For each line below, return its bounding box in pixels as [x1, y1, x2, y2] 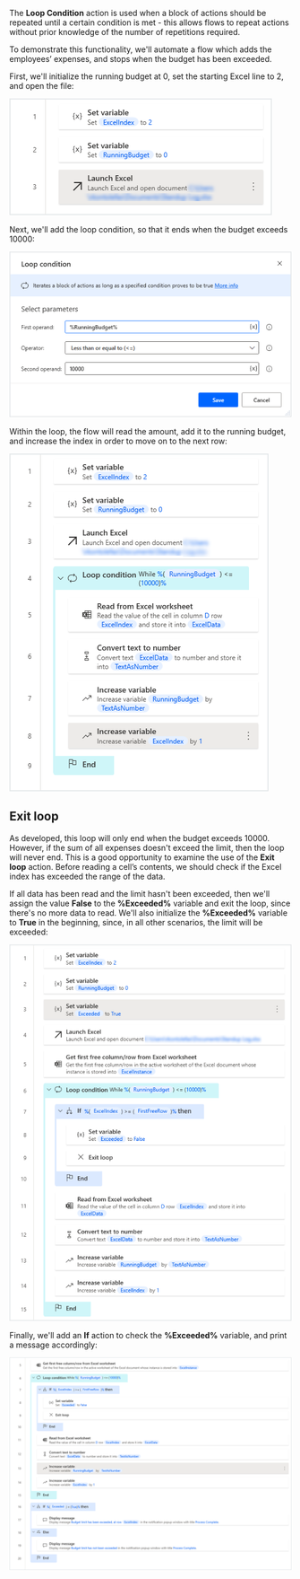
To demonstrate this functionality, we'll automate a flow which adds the [9, 44, 272, 55]
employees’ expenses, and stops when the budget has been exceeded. [9, 54, 272, 64]
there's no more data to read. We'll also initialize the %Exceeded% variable [9, 907, 288, 918]
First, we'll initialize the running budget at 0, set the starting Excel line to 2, [9, 71, 284, 82]
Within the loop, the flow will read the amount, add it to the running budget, [9, 425, 287, 436]
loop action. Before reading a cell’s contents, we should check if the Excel [9, 861, 282, 872]
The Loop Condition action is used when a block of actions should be [9, 8, 267, 18]
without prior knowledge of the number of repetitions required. [9, 27, 241, 37]
